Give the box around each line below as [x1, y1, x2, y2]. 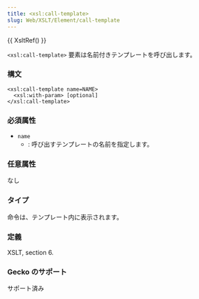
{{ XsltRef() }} [7, 36, 47, 44]
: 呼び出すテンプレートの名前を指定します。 [27, 140, 154, 149]
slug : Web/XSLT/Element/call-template [7, 17, 120, 24]
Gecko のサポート [7, 267, 68, 277]
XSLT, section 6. [7, 248, 54, 256]
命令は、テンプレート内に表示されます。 [7, 212, 124, 221]
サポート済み [7, 284, 44, 293]
